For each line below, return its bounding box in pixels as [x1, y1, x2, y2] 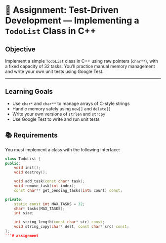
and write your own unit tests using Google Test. [5, 69, 104, 74]
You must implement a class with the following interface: [5, 146, 120, 152]
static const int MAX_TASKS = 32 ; [14, 202, 85, 207]
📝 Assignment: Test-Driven [5, 4, 119, 16]
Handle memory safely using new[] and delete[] [12, 105, 111, 111]
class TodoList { [5, 156, 41, 161]
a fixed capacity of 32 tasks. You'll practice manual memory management [5, 64, 155, 69]
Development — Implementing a [5, 15, 139, 26]
